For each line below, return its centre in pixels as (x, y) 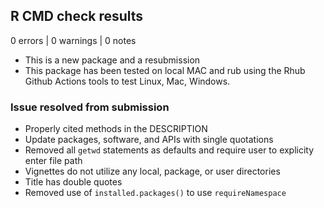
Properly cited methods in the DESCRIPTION (116, 129)
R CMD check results (77, 16)
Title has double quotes (73, 182)
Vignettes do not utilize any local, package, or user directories (152, 171)
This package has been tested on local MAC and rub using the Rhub (165, 70)
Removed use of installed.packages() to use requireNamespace (155, 193)
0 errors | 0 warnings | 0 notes (73, 40)
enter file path (53, 161)
